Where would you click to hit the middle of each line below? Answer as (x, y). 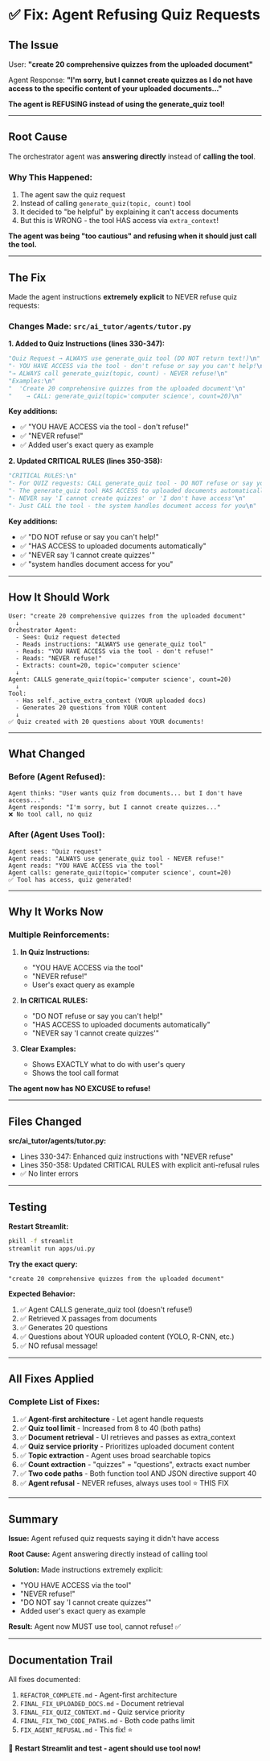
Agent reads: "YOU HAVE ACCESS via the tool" (86, 866)
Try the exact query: (43, 1264)
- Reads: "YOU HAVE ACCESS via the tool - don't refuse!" (115, 651)
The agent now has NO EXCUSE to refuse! (80, 1089)
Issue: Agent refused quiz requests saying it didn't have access (114, 1539)
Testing (28, 1207)
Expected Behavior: (42, 1293)
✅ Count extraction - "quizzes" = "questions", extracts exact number (135, 1465)
